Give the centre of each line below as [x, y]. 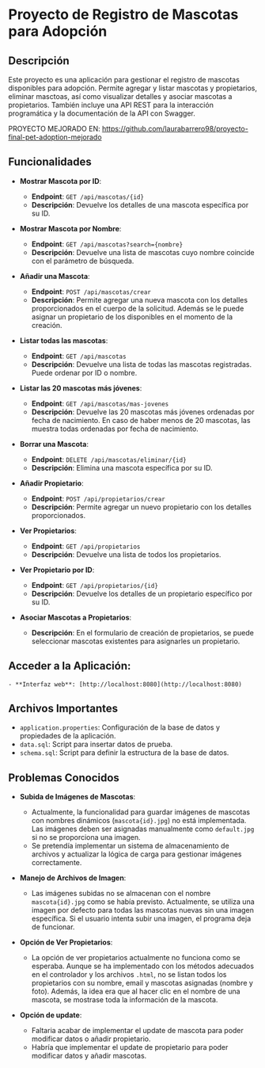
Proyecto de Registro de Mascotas [123, 15]
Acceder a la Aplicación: [70, 666]
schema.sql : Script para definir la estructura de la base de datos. [124, 753]
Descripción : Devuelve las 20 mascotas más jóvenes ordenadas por [143, 412]
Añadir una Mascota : [55, 276]
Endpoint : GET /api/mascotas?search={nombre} [107, 244]
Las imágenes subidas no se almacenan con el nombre [121, 894]
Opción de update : [51, 1015]
